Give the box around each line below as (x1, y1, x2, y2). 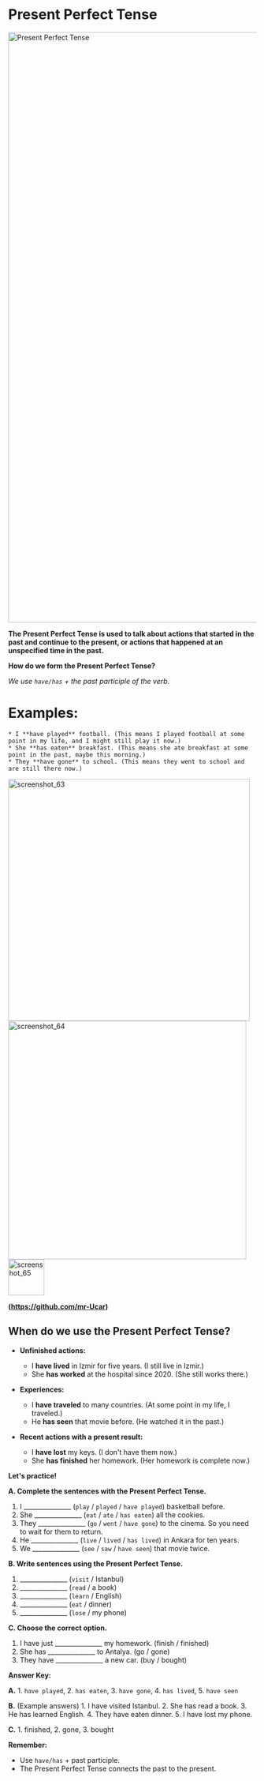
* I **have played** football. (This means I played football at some (8, 730, 245, 738)
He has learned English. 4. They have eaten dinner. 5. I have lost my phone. (8, 1709, 253, 1719)
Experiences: (19, 1385, 65, 1394)
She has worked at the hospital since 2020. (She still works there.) (31, 1369, 248, 1379)
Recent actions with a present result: (19, 1432, 143, 1441)
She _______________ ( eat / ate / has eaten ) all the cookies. (19, 1510, 206, 1520)
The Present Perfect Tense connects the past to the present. (19, 1764, 217, 1773)
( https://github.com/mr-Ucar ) (8, 1302, 109, 1311)
